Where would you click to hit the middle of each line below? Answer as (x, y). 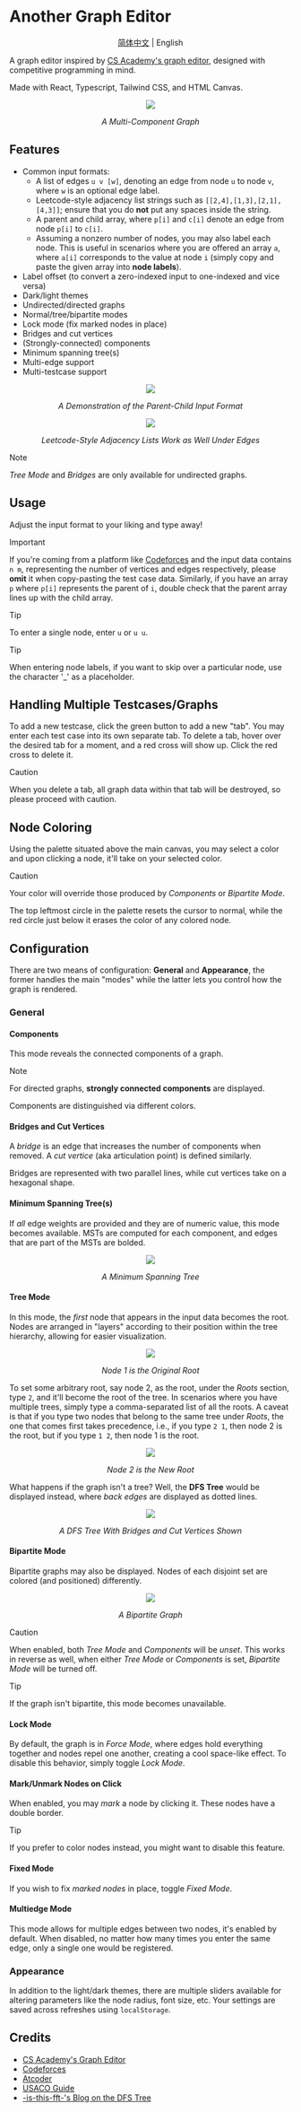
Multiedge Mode (41, 1909)
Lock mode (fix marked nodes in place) (95, 324)
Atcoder (37, 2078)
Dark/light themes (55, 295)
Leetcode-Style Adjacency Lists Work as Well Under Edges (150, 440)
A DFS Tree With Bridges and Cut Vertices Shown (150, 1531)
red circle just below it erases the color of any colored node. (120, 921)
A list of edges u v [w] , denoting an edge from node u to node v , (155, 180)
